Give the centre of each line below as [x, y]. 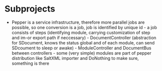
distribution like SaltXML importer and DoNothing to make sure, [75, 58]
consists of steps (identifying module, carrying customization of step [81, 32]
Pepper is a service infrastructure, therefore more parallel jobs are [78, 22]
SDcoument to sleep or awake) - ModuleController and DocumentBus [81, 48]
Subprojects [30, 9]
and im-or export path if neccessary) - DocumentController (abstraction [84, 38]
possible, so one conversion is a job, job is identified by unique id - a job [84, 27]
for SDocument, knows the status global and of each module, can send [83, 43]
